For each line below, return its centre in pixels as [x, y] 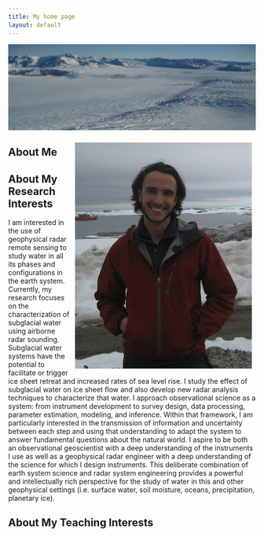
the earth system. [37, 281]
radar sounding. [34, 339]
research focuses [37, 297]
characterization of [39, 314]
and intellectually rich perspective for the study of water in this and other [126, 481]
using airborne [32, 331]
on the [18, 306]
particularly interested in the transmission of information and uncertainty [125, 423]
